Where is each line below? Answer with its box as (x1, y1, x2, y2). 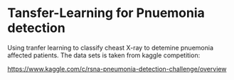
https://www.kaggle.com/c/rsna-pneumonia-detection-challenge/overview (7, 64, 227, 73)
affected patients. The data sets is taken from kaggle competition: (7, 51, 201, 59)
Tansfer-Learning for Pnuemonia (7, 5, 205, 21)
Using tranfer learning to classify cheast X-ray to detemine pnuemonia (7, 43, 213, 52)
